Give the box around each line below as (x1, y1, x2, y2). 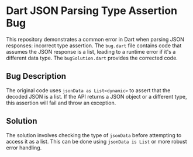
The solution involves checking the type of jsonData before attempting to (6, 131, 182, 138)
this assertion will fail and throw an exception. (6, 99, 116, 106)
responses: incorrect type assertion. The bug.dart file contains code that (6, 42, 182, 49)
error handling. (6, 144, 42, 151)
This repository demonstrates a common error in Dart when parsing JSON (6, 36, 184, 43)
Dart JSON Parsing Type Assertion (6, 4, 177, 18)
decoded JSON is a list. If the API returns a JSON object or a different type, (6, 93, 187, 100)
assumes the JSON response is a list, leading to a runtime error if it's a (6, 48, 176, 55)
